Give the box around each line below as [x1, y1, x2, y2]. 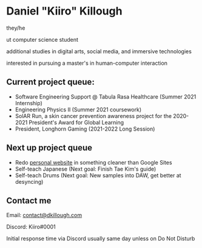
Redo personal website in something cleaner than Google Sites [15, 158, 172, 166]
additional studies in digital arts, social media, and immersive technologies [6, 47, 192, 55]
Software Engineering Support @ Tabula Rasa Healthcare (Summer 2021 [15, 93, 197, 100]
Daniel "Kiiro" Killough [6, 4, 123, 18]
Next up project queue [6, 143, 93, 153]
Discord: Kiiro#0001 [6, 223, 56, 230]
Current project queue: [6, 77, 95, 87]
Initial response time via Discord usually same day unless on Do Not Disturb [6, 235, 195, 243]
